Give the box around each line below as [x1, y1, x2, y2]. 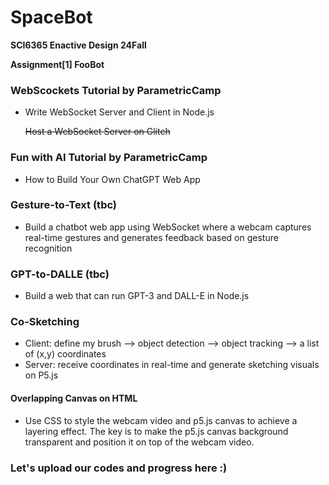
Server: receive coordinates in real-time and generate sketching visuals [24, 359, 320, 371]
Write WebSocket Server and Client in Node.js [24, 106, 215, 118]
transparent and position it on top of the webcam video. [24, 436, 255, 448]
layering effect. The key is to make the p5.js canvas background [24, 425, 289, 437]
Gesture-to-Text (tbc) [10, 198, 118, 212]
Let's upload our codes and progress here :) [10, 461, 228, 475]
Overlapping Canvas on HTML [10, 392, 138, 405]
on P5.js [24, 369, 59, 381]
